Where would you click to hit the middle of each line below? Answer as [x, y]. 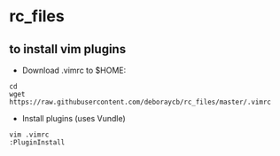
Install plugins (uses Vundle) [74, 118]
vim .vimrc [29, 135]
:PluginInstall [37, 143]
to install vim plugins [68, 49]
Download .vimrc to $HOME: [74, 70]
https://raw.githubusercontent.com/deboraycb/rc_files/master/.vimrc [140, 102]
